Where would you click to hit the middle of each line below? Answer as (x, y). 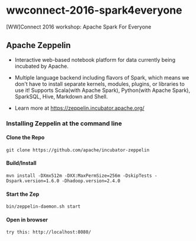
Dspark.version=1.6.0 (33, 181)
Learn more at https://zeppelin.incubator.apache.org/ (80, 108)
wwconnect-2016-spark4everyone (94, 10)
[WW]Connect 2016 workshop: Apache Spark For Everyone (79, 27)
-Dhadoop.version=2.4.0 (91, 181)
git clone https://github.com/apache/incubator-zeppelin (78, 150)
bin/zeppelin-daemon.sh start (44, 207)
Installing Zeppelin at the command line (64, 123)
